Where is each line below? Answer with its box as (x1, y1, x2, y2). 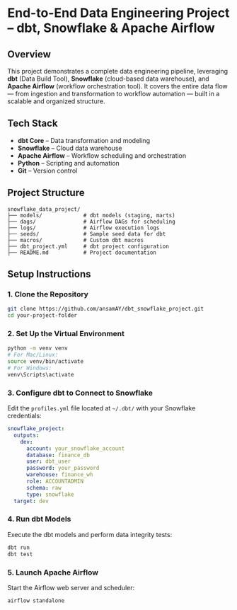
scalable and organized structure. (7, 97, 105, 105)
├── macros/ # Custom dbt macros (7, 236, 144, 243)
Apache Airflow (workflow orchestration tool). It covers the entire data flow (7, 82, 228, 90)
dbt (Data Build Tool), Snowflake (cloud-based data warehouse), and (7, 74, 210, 83)
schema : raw (25, 484, 62, 491)
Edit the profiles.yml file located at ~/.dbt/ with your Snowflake (7, 404, 196, 413)
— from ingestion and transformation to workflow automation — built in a (7, 90, 220, 98)
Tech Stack (7, 117, 58, 130)
